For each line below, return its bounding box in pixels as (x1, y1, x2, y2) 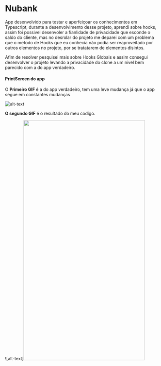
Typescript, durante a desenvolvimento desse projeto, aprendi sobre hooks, (5, 24, 157, 30)
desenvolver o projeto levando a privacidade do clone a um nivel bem (5, 59, 144, 65)
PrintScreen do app (5, 76, 45, 82)
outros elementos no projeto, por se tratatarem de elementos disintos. (5, 45, 145, 51)
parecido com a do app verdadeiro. (5, 64, 76, 70)
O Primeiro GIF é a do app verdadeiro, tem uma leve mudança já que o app (5, 87, 155, 92)
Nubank (5, 3, 38, 14)
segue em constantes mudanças (5, 92, 70, 98)
